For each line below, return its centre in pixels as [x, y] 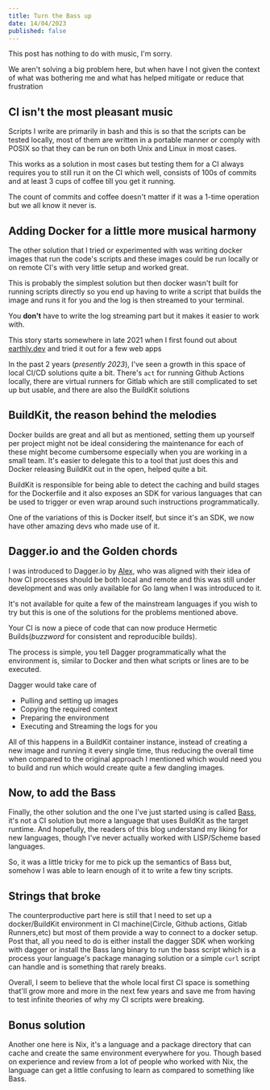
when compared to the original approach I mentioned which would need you [135, 758]
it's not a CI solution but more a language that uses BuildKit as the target [129, 821]
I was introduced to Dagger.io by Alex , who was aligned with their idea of [130, 570]
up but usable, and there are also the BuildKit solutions [99, 390]
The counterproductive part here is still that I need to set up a [110, 916]
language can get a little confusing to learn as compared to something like [131, 1071]
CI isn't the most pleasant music [91, 112]
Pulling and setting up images [69, 700]
